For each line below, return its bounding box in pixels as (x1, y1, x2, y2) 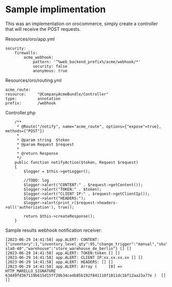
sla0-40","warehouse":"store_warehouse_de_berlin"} (5, 246, 118, 251)
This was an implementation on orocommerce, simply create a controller (5, 20, 158, 27)
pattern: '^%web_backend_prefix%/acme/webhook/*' (32, 59, 141, 65)
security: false (32, 64, 68, 69)
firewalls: (14, 50, 38, 55)
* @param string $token (16, 137, 70, 142)
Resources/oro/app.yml (5, 36, 55, 42)
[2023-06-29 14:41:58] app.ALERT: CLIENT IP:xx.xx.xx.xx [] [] (5, 255, 143, 260)
